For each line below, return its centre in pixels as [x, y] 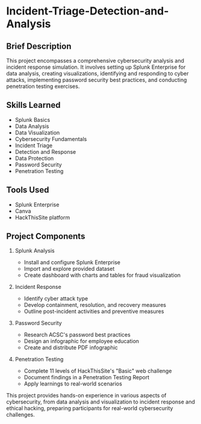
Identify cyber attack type [56, 299]
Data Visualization [37, 132]
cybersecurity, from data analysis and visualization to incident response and [101, 402]
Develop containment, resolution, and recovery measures [95, 305]
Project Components [46, 236]
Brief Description [39, 46]
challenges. [20, 415]
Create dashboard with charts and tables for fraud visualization [102, 275]
